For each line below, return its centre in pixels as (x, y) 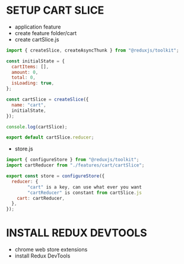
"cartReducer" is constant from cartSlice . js (85, 193)
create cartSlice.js (37, 39)
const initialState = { (36, 61)
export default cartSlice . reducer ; (50, 137)
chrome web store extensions (51, 250)
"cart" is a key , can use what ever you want (85, 187)
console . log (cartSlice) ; (37, 127)
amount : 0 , (25, 72)
